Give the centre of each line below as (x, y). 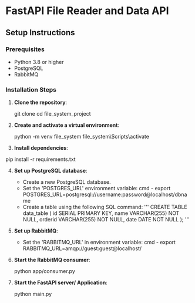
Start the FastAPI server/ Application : (61, 282)
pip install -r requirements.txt (41, 159)
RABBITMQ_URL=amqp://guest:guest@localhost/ (82, 248)
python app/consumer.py (45, 271)
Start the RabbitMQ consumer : (52, 260)
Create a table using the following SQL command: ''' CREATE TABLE (105, 207)
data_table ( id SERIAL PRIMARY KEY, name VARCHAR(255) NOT (101, 213)
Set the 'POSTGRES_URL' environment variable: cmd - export (97, 188)
